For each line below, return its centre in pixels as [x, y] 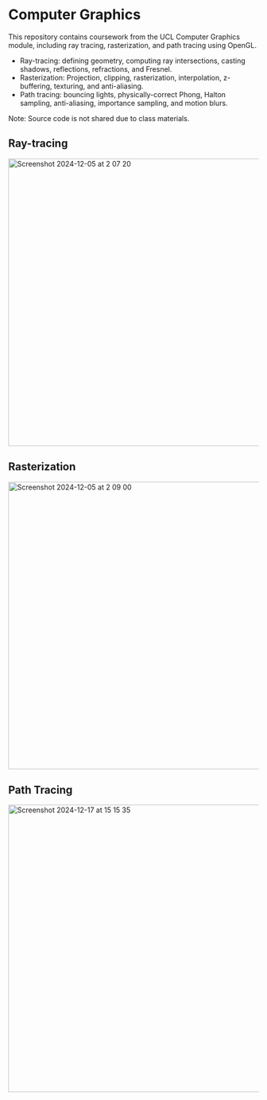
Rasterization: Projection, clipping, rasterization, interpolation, [121, 77]
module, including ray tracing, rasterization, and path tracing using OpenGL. [132, 45]
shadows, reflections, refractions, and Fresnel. [96, 69]
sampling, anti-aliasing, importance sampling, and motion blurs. [124, 103]
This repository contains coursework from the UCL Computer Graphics [124, 37]
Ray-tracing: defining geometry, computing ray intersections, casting [133, 61]
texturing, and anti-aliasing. [99, 86]
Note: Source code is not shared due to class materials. [99, 118]
